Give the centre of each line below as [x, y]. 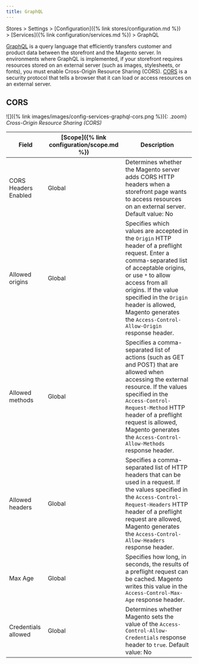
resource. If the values [156, 387]
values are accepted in [157, 231]
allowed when [144, 372]
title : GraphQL [25, 12]
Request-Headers [148, 505]
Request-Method [146, 408]
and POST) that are [152, 365]
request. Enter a [147, 253]
